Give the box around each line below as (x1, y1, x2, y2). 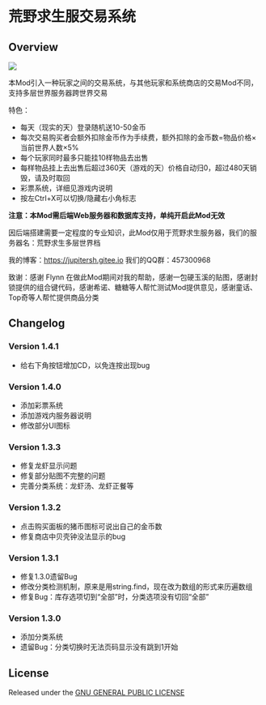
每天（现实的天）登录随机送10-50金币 (19, 122, 146, 132)
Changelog (8, 317, 65, 331)
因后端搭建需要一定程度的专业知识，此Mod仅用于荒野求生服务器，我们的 (8, 228, 251, 237)
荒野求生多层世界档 (36, 238, 101, 247)
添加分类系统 (19, 632, 63, 642)
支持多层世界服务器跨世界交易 (8, 88, 108, 97)
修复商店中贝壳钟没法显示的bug (19, 532, 126, 541)
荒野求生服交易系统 (8, 7, 137, 26)
